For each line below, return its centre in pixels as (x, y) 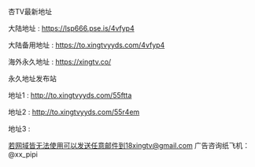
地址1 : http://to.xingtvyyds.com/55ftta (70, 95)
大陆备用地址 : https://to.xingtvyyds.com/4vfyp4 (87, 45)
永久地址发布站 (32, 78)
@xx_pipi (23, 154)
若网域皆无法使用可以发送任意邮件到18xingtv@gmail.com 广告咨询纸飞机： (129, 145)
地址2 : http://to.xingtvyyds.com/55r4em (74, 112)
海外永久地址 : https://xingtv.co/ (60, 62)
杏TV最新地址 (30, 11)
